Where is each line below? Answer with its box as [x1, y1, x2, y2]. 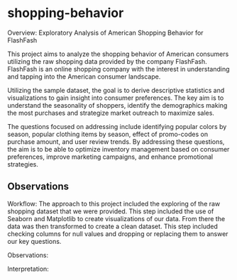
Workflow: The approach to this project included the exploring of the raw [7, 199, 221, 208]
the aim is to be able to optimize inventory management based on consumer [7, 145, 230, 153]
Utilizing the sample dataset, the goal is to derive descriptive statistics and [7, 86, 225, 94]
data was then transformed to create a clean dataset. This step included [7, 222, 219, 230]
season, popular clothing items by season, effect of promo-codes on [7, 130, 208, 138]
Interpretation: [7, 264, 50, 273]
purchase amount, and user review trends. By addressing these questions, [7, 137, 225, 146]
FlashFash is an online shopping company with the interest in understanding [7, 65, 230, 73]
